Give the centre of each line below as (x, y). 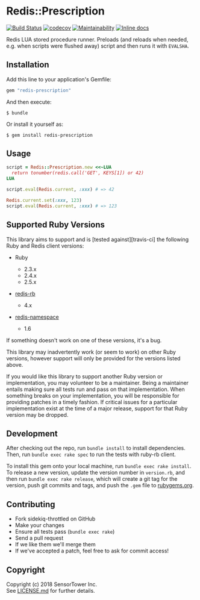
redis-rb (25, 293)
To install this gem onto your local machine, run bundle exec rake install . (99, 466)
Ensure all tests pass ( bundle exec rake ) (65, 532)
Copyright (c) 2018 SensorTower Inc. (52, 584)
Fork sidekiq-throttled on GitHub (55, 519)
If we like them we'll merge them (55, 545)
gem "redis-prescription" (39, 90)
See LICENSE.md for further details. (51, 590)
